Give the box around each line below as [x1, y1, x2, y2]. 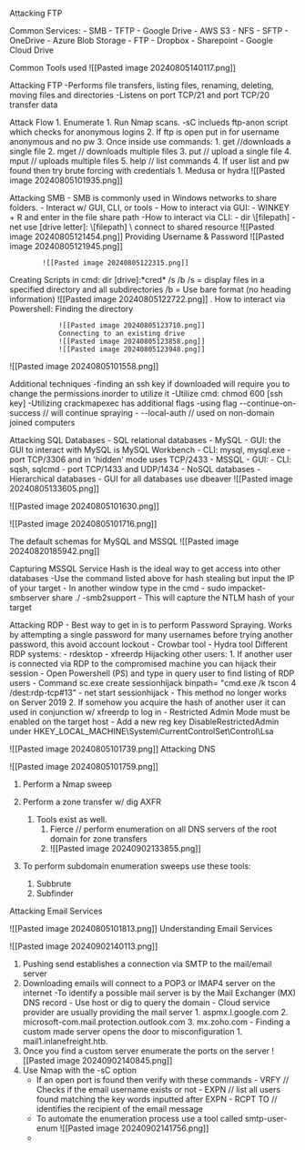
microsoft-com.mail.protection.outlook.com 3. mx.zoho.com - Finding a [22, 1016, 291, 1027]
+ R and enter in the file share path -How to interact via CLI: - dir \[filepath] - [9, 212, 296, 222]
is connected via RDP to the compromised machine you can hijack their [9, 659, 277, 669]
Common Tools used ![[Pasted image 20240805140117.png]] [9, 63, 237, 73]
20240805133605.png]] [9, 483, 100, 494]
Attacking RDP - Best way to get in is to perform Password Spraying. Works [9, 620, 293, 630]
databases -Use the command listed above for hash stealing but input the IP [9, 573, 295, 583]
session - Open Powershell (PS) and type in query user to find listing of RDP [9, 668, 295, 679]
